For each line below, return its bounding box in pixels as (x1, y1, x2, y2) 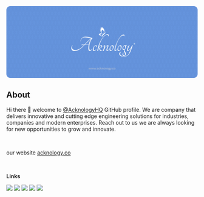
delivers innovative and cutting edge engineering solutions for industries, (6, 112, 189, 120)
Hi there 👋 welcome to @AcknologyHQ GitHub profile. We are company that (6, 106, 196, 113)
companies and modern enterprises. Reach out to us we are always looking (6, 119, 195, 126)
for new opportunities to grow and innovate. (6, 125, 117, 133)
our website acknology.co (6, 149, 71, 156)
